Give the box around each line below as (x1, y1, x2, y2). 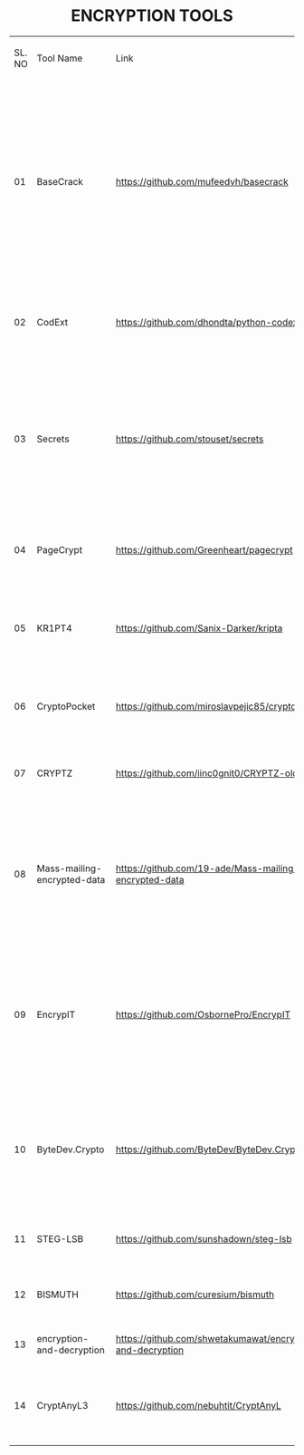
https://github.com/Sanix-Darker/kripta (115, 622, 283, 635)
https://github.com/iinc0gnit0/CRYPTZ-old (115, 767, 299, 780)
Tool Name (36, 52, 83, 64)
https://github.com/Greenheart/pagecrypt (115, 543, 293, 556)
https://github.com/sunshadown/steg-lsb (115, 1232, 292, 1245)
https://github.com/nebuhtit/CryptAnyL (115, 1399, 282, 1411)
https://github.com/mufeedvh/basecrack (115, 175, 289, 188)
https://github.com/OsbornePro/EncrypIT (115, 1008, 291, 1021)
